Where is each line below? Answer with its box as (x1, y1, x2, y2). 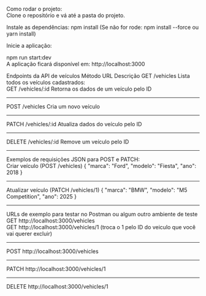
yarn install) (6, 30, 36, 37)
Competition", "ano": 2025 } (6, 193, 77, 200)
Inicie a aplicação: (6, 42, 52, 49)
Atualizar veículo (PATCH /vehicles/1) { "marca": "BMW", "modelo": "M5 (6, 186, 188, 194)
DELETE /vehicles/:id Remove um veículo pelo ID (6, 138, 129, 145)
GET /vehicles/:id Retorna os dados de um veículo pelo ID (6, 85, 152, 93)
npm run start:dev (6, 54, 52, 61)
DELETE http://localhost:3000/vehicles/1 (6, 283, 109, 290)
